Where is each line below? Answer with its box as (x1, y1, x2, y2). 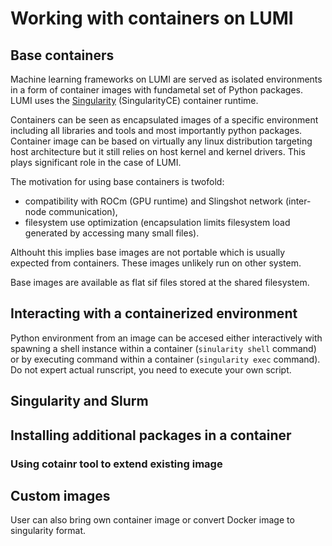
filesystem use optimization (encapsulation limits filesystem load (24, 217, 291, 228)
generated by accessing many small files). (24, 227, 200, 239)
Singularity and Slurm (10, 393, 149, 410)
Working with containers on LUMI (10, 7, 294, 30)
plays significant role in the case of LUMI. (10, 157, 182, 168)
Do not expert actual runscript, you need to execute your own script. (10, 363, 292, 376)
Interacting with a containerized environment (10, 305, 298, 322)
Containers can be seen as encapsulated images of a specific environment (10, 114, 319, 126)
